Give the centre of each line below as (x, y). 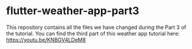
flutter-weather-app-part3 (73, 11)
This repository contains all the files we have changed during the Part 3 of (96, 27)
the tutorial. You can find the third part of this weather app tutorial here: (93, 33)
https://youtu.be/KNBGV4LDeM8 (46, 40)
